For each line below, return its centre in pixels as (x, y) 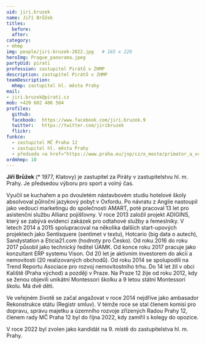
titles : (16, 23)
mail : (13, 92)
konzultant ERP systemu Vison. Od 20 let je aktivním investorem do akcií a (99, 253)
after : (20, 35)
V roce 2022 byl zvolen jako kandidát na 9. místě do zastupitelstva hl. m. (97, 329)
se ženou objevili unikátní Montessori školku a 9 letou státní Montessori (96, 280)
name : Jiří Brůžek (30, 18)
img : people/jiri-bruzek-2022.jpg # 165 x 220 (69, 52)
